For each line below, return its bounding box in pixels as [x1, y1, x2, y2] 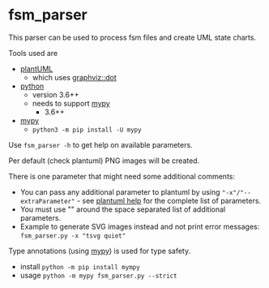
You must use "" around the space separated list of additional [19, 204, 226, 214]
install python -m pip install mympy [19, 261, 140, 271]
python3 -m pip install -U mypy [32, 126, 142, 134]
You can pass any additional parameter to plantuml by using [19, 187, 220, 196]
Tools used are [8, 48, 58, 58]
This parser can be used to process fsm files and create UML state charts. [8, 32, 257, 42]
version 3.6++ [32, 89, 79, 99]
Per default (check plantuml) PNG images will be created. [8, 156, 200, 165]
